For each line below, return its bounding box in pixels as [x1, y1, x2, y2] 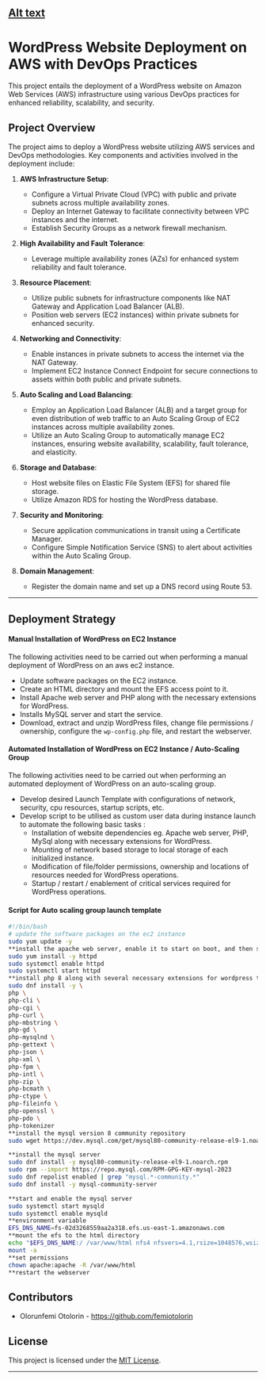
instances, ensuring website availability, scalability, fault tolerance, [31, 439, 249, 449]
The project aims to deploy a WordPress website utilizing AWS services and [8, 142, 255, 151]
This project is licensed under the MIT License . [8, 1355, 161, 1365]
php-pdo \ [8, 1114, 41, 1122]
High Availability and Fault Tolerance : [19, 239, 146, 248]
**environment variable [8, 1217, 87, 1225]
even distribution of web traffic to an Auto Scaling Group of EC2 [31, 414, 240, 424]
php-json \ [8, 1048, 44, 1056]
